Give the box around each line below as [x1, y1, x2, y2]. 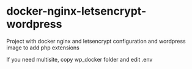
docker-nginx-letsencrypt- [6, 4, 147, 18]
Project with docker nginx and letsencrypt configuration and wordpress [6, 37, 186, 45]
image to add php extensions [6, 44, 79, 51]
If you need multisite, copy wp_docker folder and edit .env [6, 56, 153, 63]
